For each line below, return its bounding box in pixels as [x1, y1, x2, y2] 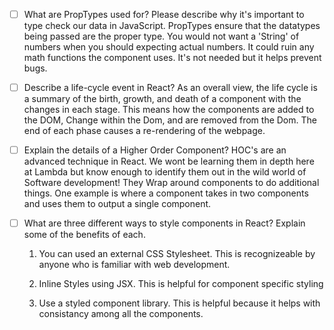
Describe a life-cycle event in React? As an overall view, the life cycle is [23, 82, 318, 94]
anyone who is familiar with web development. [38, 259, 231, 271]
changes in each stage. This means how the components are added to [23, 104, 315, 116]
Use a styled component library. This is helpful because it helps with [38, 297, 321, 309]
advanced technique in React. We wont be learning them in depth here [23, 155, 315, 168]
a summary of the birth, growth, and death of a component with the [23, 93, 302, 105]
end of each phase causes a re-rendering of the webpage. [23, 125, 266, 137]
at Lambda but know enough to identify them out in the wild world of [23, 166, 307, 178]
